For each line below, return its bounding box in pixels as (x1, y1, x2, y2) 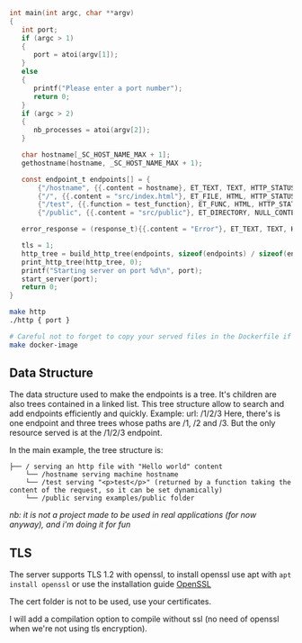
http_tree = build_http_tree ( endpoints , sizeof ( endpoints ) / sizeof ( (21, 249, 288, 258)
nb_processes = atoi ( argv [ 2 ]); (32, 126, 151, 135)
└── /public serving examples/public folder (25, 494, 195, 503)
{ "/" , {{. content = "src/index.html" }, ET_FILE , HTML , (37, 192, 247, 201)
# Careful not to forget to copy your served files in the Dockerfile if (9, 331, 292, 341)
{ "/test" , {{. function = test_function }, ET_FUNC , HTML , (37, 200, 255, 209)
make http (9, 307, 47, 317)
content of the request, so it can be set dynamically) (9, 486, 223, 495)
